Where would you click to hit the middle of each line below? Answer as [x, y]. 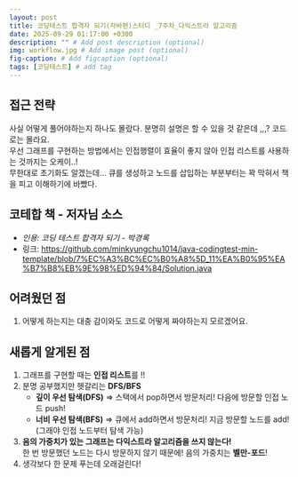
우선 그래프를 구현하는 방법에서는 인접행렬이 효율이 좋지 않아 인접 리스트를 [137, 150]
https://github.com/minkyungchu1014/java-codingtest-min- [150, 249]
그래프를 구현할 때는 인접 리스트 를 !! [84, 375]
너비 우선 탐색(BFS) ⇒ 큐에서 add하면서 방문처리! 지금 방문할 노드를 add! [162, 419]
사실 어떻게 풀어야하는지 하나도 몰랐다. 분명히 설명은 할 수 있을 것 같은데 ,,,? [140, 128]
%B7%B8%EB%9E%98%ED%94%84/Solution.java [117, 268]
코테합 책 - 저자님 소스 [66, 215]
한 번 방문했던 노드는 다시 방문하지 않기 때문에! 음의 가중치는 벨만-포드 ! [145, 453]
